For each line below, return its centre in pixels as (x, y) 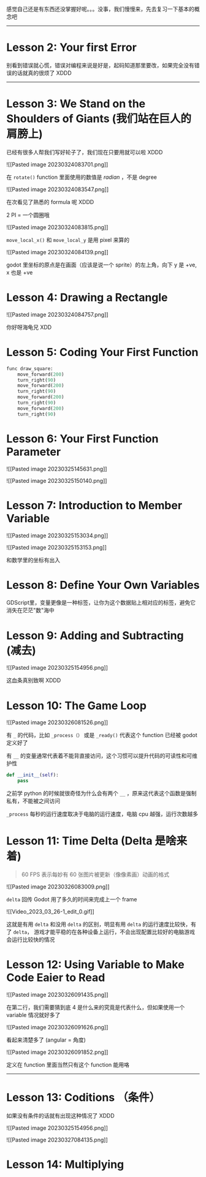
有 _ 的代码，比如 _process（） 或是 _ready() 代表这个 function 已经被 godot (102, 735)
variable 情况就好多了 (33, 1015)
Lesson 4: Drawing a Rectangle (87, 297)
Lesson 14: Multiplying (65, 1164)
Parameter (34, 452)
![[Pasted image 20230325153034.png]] (57, 536)
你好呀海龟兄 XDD (29, 327)
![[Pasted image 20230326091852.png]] (57, 1052)
